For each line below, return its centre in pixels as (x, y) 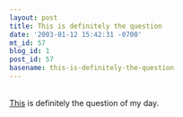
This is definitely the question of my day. (84, 103)
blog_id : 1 (30, 51)
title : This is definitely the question (86, 26)
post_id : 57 (31, 59)
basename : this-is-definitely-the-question (92, 68)
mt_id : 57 (28, 43)
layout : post (34, 18)
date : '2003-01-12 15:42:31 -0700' (76, 34)
